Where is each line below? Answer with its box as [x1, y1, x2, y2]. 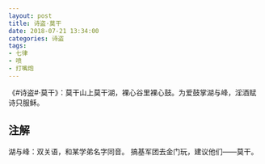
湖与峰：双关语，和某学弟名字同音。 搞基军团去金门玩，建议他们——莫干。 [8, 146, 259, 156]
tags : [8, 42, 27, 50]
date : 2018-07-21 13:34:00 [8, 27, 99, 35]
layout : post [8, 11, 53, 20]
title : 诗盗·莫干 [8, 19, 62, 27]
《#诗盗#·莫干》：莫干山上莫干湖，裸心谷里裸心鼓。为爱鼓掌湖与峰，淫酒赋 [8, 87, 257, 97]
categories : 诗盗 [8, 34, 65, 43]
